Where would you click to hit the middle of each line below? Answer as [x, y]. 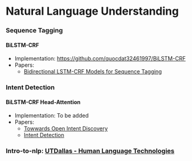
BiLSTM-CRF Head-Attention [43, 102]
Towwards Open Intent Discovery [66, 129]
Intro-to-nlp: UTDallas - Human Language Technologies [90, 151]
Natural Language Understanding [92, 11]
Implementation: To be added [52, 116]
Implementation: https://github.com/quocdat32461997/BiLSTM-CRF [100, 59]
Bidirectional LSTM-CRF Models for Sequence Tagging [93, 72]
